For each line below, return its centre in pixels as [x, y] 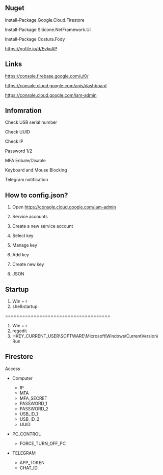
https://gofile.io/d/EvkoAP [31, 48]
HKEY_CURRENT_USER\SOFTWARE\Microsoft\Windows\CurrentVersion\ [85, 336]
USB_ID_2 [29, 419]
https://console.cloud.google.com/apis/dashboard [56, 85]
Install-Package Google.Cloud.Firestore [45, 20]
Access [13, 369]
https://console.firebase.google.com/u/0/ [47, 76]
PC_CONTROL [27, 434]
